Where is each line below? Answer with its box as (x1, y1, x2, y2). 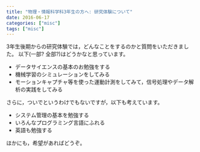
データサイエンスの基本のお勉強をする (14, 63, 110, 71)
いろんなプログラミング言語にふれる (14, 119, 105, 127)
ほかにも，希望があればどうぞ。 (6, 139, 86, 147)
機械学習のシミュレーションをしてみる (14, 71, 110, 78)
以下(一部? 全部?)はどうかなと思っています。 (17, 51, 129, 58)
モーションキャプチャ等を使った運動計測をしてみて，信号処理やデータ (14, 78, 189, 86)
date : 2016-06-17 (6, 14, 50, 21)
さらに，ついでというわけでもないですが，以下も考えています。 (6, 99, 163, 106)
